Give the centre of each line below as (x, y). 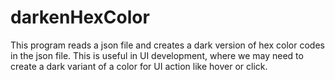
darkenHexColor (80, 17)
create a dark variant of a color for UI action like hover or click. (139, 66)
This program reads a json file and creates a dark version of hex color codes (167, 45)
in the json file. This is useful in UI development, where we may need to (157, 55)
